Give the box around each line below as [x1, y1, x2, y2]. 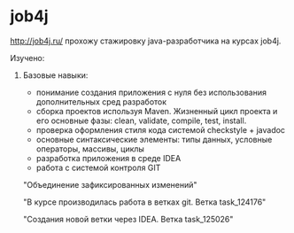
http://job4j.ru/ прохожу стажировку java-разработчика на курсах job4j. [10, 35, 282, 46]
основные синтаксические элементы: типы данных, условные [35, 134, 273, 144]
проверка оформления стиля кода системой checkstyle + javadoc [35, 124, 286, 135]
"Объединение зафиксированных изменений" [22, 179, 197, 190]
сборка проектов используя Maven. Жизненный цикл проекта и [35, 105, 278, 116]
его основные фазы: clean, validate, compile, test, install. [35, 115, 247, 126]
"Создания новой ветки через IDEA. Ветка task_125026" [22, 214, 234, 224]
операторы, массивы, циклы [35, 144, 145, 154]
